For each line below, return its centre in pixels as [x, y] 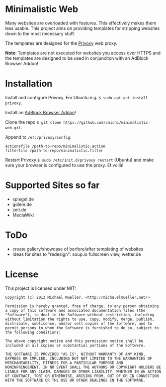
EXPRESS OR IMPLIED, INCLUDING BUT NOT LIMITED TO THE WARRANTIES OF [79, 358]
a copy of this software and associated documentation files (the [75, 310]
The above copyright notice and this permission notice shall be [74, 341]
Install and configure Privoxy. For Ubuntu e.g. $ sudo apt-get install [77, 97]
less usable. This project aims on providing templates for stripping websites [83, 28]
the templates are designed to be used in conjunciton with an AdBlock [77, 58]
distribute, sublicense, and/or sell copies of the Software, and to [79, 323]
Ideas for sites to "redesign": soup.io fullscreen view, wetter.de [77, 254]
